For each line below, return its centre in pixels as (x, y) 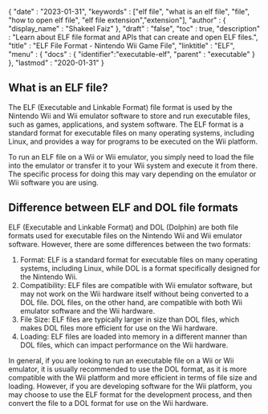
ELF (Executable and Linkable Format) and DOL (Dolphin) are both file (124, 227)
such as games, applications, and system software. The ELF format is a (126, 124)
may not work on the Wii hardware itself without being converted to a (134, 294)
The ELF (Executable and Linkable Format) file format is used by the (120, 107)
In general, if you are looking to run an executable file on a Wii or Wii (121, 360)
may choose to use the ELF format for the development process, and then (130, 394)
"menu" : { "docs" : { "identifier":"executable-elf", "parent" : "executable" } (132, 54)
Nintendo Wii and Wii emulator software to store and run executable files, (129, 116)
